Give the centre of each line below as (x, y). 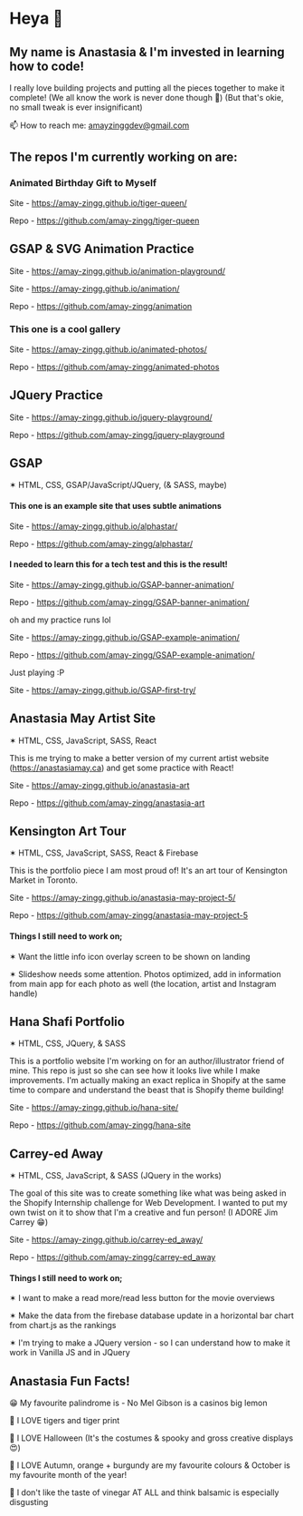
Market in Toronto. (44, 880)
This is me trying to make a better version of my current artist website (139, 758)
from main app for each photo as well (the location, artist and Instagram (143, 983)
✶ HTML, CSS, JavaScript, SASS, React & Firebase (104, 853)
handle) (24, 993)
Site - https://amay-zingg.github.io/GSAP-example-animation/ (124, 637)
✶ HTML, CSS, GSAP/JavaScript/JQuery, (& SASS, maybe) (118, 485)
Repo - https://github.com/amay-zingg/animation (101, 306)
